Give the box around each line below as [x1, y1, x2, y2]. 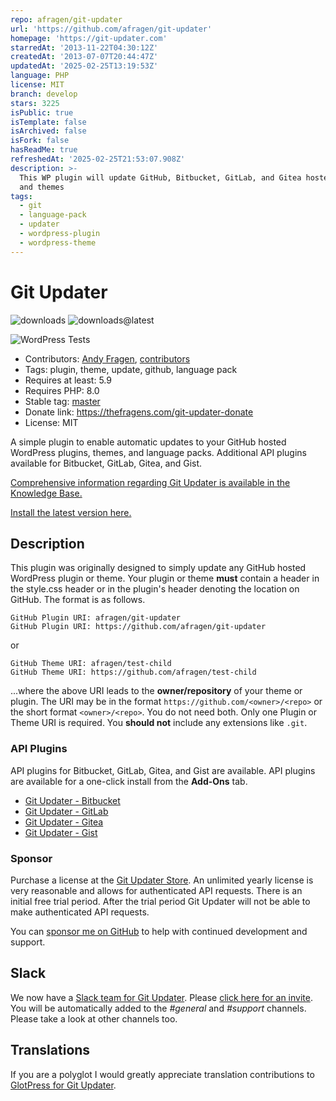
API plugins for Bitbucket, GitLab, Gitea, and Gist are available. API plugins [10, 764, 316, 776]
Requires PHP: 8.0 [24, 384, 100, 396]
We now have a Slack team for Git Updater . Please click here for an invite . [10, 991, 313, 1003]
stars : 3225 [10, 98, 60, 108]
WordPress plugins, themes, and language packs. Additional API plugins [10, 446, 307, 458]
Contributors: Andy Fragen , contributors [24, 352, 191, 365]
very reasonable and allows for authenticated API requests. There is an [10, 884, 303, 896]
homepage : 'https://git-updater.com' [10, 33, 168, 43]
